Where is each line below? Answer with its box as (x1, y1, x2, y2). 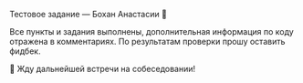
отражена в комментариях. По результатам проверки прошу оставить (9, 36, 286, 47)
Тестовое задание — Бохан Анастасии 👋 (9, 9, 167, 19)
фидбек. (9, 46, 41, 57)
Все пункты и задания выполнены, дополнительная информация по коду (9, 26, 294, 36)
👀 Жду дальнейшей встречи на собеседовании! (9, 64, 196, 74)
